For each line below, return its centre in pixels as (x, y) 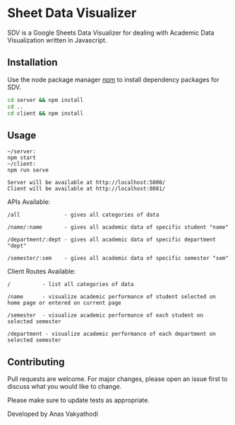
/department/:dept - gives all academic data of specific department (112, 240)
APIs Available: (29, 202)
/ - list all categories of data (71, 285)
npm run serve (28, 170)
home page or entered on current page (64, 303)
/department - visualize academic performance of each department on (112, 334)
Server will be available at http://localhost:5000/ (86, 183)
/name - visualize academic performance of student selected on (112, 297)
